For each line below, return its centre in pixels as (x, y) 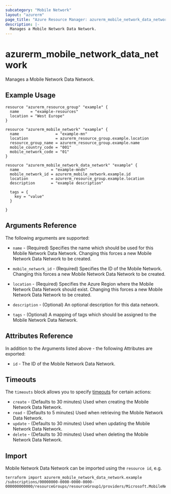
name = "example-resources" (44, 111)
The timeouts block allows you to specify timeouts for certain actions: (78, 392)
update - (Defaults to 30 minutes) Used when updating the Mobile (81, 424)
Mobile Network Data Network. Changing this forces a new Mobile (82, 253)
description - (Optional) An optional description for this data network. (86, 304)
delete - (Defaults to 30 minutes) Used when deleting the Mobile (80, 434)
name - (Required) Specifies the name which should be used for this (83, 248)
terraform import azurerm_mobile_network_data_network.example (74, 478)
